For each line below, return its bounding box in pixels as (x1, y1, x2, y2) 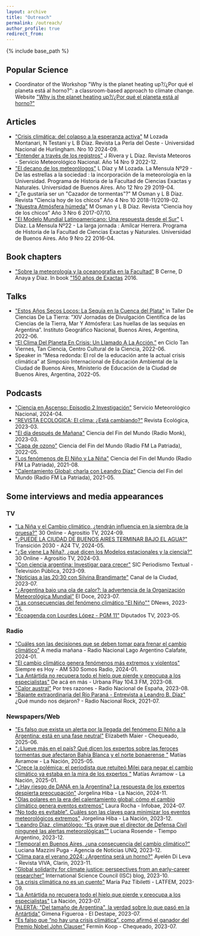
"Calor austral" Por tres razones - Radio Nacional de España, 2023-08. (14, 685, 189, 692)
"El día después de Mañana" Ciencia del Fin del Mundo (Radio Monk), (14, 429, 186, 437)
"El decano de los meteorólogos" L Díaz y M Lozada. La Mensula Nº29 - (14, 164, 193, 172)
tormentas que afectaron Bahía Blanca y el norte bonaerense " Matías (14, 751, 187, 758)
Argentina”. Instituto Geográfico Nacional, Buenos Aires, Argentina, (14, 327, 180, 334)
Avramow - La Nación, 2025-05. (14, 758, 94, 765)
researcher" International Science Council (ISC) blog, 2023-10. (14, 872, 169, 879)
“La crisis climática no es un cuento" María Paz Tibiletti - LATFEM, (14, 879, 178, 886)
